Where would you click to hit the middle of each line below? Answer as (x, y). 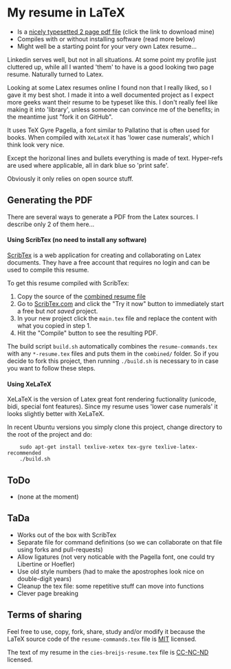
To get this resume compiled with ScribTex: (68, 283)
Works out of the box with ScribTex (67, 535)
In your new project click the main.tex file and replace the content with (117, 318)
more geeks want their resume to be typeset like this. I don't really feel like (112, 102)
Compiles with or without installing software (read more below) (106, 39)
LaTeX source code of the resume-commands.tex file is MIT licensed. (102, 639)
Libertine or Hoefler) (46, 564)
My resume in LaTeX (66, 13)
